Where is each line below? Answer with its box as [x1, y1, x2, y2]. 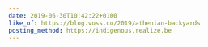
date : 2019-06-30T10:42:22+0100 [8, 11, 117, 20]
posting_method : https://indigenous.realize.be [8, 26, 172, 34]
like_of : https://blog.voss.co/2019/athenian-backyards [8, 19, 201, 27]
